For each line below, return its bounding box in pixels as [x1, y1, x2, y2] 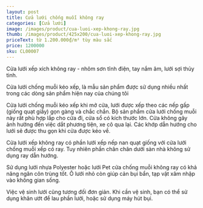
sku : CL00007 [6, 49, 39, 55]
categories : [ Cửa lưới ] [6, 20, 67, 26]
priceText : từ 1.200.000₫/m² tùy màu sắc [6, 37, 113, 43]
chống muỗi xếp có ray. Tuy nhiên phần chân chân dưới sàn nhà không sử [6, 145, 191, 152]
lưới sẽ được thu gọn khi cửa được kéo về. [6, 127, 111, 134]
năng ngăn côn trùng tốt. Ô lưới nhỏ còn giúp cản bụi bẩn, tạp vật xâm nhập [6, 170, 196, 177]
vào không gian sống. [6, 176, 61, 184]
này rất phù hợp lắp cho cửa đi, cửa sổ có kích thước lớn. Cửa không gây [6, 114, 188, 121]
